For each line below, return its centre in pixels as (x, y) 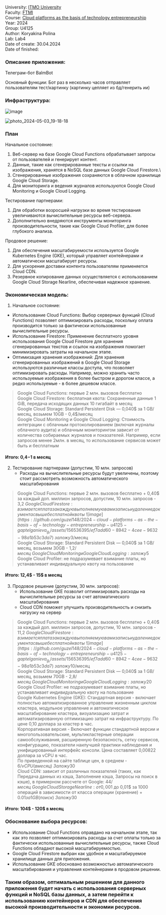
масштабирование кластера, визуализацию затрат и (73, 713)
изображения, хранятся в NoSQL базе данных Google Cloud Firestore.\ (86, 170)
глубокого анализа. (33, 231)
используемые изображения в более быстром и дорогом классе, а (83, 378)
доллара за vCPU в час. (42, 755)
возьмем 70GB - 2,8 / (55, 676)
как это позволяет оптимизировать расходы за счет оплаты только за (86, 838)
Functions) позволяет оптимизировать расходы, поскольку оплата (83, 320)
